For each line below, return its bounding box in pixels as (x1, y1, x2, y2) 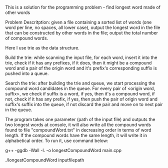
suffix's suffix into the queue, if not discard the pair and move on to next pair (5, 101, 163, 107)
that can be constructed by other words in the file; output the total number (5, 30, 158, 35)
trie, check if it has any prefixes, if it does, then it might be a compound (5, 60, 152, 65)
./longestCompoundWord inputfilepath (5, 157, 84, 163)
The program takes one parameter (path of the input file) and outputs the (5, 116, 155, 122)
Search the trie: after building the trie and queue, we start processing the (5, 80, 155, 86)
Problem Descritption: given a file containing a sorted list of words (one (5, 19, 152, 25)
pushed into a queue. (5, 70, 49, 76)
